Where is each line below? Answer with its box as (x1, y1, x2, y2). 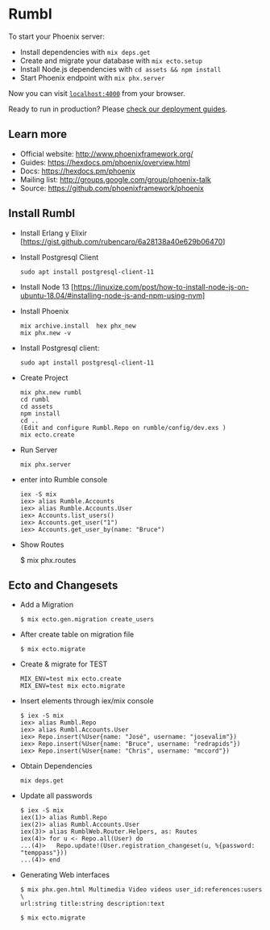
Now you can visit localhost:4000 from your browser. (8, 88, 185, 98)
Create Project (19, 373, 69, 382)
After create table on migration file (19, 630, 135, 640)
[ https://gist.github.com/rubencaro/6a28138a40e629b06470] (19, 236, 226, 246)
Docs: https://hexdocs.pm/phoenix (19, 166, 135, 176)
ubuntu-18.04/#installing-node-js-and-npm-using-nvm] (19, 290, 206, 300)
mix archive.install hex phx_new (19, 322, 136, 330)
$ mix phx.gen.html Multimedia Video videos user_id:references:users (19, 886, 263, 894)
